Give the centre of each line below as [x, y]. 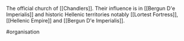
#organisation [23, 32]
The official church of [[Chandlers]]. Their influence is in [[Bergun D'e [91, 8]
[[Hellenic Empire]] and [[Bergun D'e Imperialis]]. [65, 20]
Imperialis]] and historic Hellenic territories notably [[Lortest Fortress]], [92, 14]
